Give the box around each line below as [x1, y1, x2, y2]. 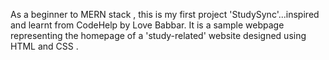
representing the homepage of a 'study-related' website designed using [10, 30, 307, 41]
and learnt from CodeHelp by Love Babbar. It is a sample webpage [10, 19, 285, 31]
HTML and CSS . [10, 40, 79, 52]
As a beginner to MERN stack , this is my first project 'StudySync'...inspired [10, 9, 320, 20]
